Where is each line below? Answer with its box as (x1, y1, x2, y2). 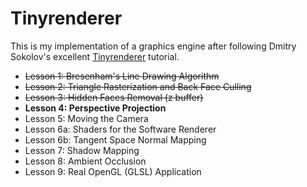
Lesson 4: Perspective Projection (24, 102, 167, 114)
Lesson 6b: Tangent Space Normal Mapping (24, 133, 207, 146)
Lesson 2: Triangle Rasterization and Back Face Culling (24, 80, 252, 92)
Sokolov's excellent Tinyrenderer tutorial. (10, 50, 180, 62)
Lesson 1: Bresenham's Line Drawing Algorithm (24, 70, 220, 82)
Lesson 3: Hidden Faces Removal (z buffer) (24, 91, 204, 103)
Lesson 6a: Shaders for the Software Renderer (24, 123, 217, 135)
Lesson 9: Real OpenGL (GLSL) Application (24, 165, 202, 177)
